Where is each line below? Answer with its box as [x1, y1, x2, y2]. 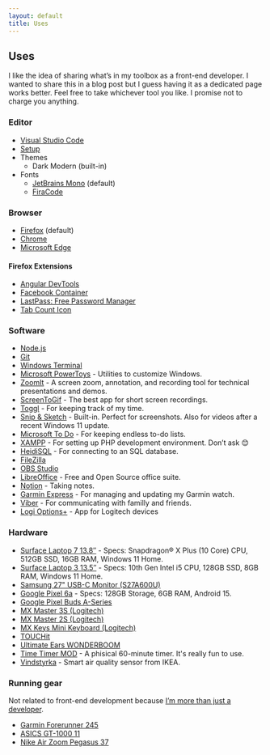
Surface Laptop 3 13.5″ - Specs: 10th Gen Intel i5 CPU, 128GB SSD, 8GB [19, 562, 259, 572]
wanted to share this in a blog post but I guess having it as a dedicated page [8, 79, 263, 89]
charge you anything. [8, 96, 79, 106]
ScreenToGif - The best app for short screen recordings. [19, 395, 209, 405]
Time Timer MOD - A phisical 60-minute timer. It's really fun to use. [19, 648, 245, 658]
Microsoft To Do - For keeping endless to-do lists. [19, 430, 186, 439]
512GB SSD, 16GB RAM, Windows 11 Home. [19, 554, 164, 563]
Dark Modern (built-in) [32, 161, 108, 171]
